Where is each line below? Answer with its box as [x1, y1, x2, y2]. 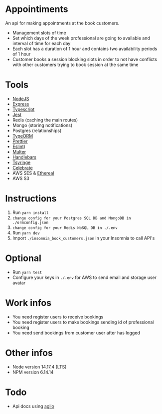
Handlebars [12, 154, 36, 160]
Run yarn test [12, 269, 42, 275]
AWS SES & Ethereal [12, 170, 54, 176]
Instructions [5, 193, 57, 204]
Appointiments [5, 3, 68, 15]
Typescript [12, 106, 35, 112]
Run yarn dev [12, 229, 40, 235]
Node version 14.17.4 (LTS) [12, 363, 67, 369]
